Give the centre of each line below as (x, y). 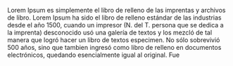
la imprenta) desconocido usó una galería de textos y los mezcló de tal (110, 32)
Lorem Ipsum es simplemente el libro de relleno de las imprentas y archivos (116, 10)
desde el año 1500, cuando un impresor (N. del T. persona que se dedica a (115, 25)
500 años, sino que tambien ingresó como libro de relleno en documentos (114, 47)
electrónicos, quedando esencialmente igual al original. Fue (94, 55)
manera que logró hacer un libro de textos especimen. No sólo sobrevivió (114, 40)
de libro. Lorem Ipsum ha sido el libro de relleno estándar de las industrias (114, 18)
